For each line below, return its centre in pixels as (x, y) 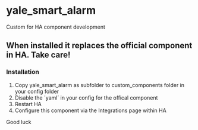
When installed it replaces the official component (99, 46)
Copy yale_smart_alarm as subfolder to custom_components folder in (100, 85)
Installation (23, 72)
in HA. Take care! (38, 55)
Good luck (19, 122)
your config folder (37, 91)
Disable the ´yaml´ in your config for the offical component (86, 97)
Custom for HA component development (56, 27)
